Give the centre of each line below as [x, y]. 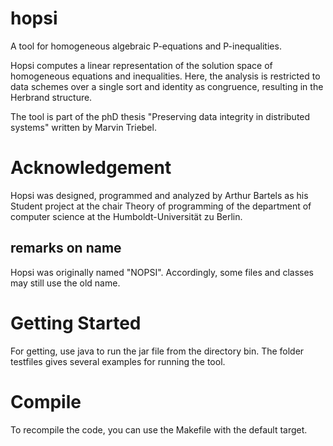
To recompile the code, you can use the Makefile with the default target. [159, 429]
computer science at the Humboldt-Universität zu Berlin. [126, 216]
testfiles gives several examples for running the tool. [118, 361]
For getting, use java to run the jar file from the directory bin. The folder [157, 351]
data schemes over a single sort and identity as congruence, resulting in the [167, 86]
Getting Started [76, 323]
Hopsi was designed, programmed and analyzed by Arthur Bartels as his [159, 195]
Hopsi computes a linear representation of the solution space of [141, 65]
